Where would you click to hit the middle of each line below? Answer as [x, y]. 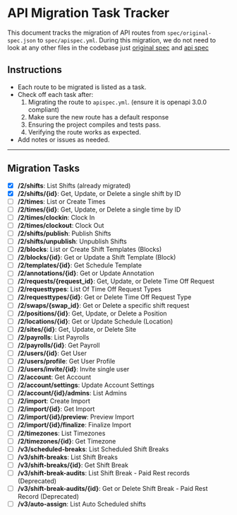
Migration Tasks [43, 169]
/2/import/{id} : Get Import [56, 409]
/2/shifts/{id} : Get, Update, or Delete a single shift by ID [99, 193]
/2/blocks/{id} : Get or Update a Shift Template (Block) [97, 257]
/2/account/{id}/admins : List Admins [72, 393]
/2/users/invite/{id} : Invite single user [73, 369]
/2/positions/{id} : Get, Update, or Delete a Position [92, 313]
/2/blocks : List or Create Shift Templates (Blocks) [90, 250]
